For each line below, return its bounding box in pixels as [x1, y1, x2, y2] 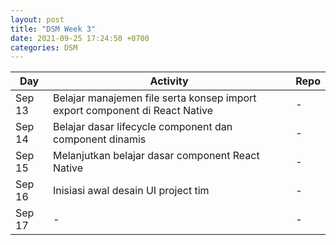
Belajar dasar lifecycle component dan [52, 120, 233, 134]
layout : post [10, 14, 65, 25]
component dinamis [52, 132, 147, 146]
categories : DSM [10, 42, 78, 53]
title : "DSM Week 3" [10, 24, 97, 34]
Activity [149, 74, 189, 88]
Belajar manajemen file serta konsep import [52, 91, 257, 105]
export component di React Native [52, 104, 214, 118]
